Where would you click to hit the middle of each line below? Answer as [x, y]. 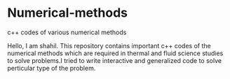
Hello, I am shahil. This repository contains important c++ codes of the [109, 45]
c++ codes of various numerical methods [67, 32]
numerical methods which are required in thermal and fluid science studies [115, 53]
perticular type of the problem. [52, 68]
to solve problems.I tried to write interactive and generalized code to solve [115, 60]
